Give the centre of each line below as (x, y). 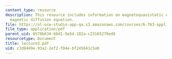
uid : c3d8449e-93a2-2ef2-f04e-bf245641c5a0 (52, 48)
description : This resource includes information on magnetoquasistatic (84, 15)
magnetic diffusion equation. (42, 19)
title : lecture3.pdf (27, 44)
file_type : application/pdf (35, 29)
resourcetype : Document (31, 39)
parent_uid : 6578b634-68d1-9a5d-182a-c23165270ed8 (60, 34)
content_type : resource (31, 10)
